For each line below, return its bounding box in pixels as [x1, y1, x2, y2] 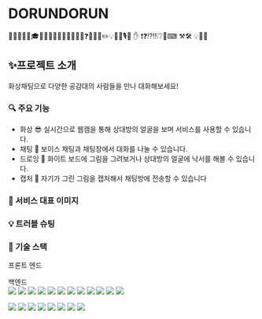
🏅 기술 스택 [8, 241, 47, 252]
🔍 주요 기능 [8, 103, 50, 114]
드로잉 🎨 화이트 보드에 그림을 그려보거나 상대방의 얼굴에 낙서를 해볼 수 [19, 154, 234, 163]
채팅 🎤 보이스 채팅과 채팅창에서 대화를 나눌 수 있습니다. [19, 145, 188, 154]
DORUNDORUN [8, 5, 109, 23]
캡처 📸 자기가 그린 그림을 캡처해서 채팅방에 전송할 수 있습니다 [19, 174, 207, 183]
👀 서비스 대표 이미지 [8, 195, 79, 206]
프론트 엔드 [8, 261, 42, 270]
